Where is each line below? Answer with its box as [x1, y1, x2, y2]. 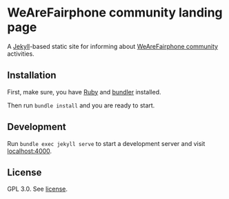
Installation [7, 70, 57, 81]
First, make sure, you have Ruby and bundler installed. [7, 87, 161, 96]
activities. [7, 50, 34, 58]
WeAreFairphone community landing [7, 5, 223, 21]
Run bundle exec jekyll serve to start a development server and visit [7, 139, 206, 147]
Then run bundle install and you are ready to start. [7, 101, 155, 109]
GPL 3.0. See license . [7, 185, 68, 193]
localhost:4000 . [7, 147, 52, 155]
